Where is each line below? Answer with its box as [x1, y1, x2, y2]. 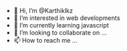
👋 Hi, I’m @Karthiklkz [13, 7, 73, 14]
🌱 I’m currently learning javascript [13, 21, 109, 29]
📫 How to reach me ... [13, 37, 78, 44]
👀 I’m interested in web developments [13, 14, 120, 22]
